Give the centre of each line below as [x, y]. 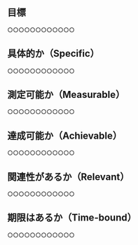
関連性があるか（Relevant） [68, 177]
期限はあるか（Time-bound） [72, 218]
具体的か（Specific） [54, 54]
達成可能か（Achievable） [65, 135]
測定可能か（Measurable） [66, 95]
